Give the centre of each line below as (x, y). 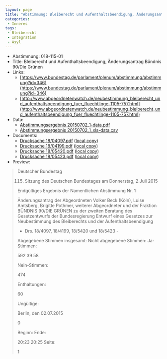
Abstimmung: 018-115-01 (38, 56)
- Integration (22, 38)
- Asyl (14, 42)
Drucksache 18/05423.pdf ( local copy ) (59, 156)
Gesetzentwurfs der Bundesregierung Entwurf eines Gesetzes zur (85, 216)
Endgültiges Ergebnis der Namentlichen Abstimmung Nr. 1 (77, 190)
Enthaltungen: (32, 284)
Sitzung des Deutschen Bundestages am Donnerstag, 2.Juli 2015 (91, 181)
